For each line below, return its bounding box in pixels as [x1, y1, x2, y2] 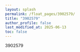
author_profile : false [5, 20, 51, 26]
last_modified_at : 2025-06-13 [5, 25, 67, 30]
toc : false [5, 29, 27, 34]
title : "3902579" [5, 16, 40, 21]
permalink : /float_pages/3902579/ [5, 12, 76, 16]
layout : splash [5, 7, 36, 12]
